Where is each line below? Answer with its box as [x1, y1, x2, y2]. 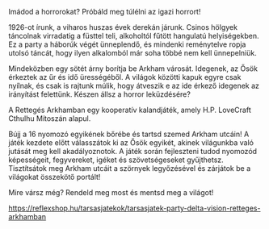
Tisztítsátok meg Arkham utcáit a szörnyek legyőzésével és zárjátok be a [8, 164, 251, 173]
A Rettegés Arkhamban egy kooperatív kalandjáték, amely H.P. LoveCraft [8, 105, 252, 114]
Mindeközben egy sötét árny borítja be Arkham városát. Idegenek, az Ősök [8, 64, 258, 73]
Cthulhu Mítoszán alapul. [8, 114, 91, 123]
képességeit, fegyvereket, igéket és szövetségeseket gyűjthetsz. [8, 155, 224, 164]
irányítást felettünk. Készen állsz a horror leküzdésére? [8, 90, 191, 99]
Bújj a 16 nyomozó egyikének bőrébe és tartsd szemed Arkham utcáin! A [8, 129, 250, 139]
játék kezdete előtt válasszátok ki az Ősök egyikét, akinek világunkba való [8, 138, 254, 148]
